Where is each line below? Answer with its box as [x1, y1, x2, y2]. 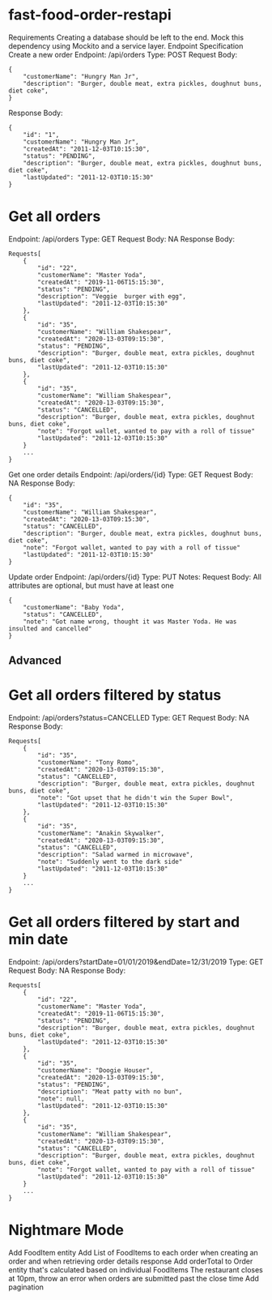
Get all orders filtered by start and [8, 913, 240, 931]
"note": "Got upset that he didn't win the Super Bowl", [37, 794, 233, 802]
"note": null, [37, 1095, 85, 1103]
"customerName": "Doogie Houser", [37, 1067, 154, 1075]
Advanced [8, 654, 62, 668]
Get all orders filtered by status [8, 686, 222, 704]
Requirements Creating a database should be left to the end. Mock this [8, 32, 244, 42]
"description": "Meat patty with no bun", [37, 1088, 183, 1096]
